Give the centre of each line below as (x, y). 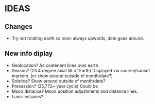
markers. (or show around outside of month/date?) (62, 76)
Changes (18, 27)
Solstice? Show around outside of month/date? (58, 81)
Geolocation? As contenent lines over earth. (55, 65)
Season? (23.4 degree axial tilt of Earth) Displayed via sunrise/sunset (81, 70)
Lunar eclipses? (27, 96)
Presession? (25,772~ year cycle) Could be (55, 86)
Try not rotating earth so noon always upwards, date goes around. (78, 38)
